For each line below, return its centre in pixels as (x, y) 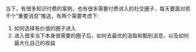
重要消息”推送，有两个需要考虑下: (58, 16)
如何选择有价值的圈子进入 (45, 28)
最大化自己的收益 (35, 43)
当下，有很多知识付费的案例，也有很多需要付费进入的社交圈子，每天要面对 (95, 8)
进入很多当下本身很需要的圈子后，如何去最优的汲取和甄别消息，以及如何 (101, 36)
